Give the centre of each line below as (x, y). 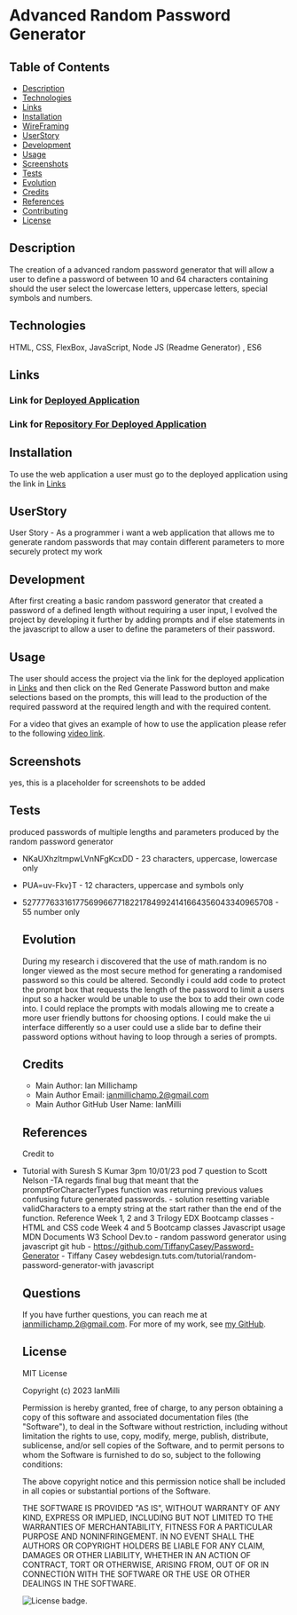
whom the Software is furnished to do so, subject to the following (141, 1454)
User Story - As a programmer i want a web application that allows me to (142, 532)
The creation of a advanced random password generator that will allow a (142, 269)
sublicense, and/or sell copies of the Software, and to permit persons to (153, 1445)
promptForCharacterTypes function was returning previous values (142, 1190)
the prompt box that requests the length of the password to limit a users (153, 989)
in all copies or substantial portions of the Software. (116, 1491)
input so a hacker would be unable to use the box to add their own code (153, 998)
